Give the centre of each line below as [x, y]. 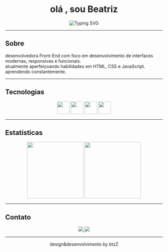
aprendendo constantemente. [36, 72]
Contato [18, 217]
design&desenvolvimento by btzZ [84, 244]
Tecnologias [25, 92]
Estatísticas [24, 133]
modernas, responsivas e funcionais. [43, 61]
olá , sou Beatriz [84, 9]
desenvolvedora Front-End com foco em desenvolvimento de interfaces [79, 56]
